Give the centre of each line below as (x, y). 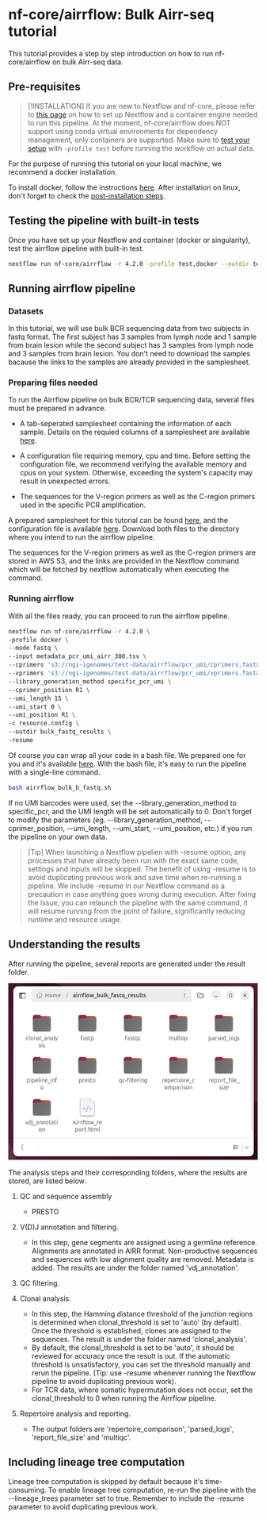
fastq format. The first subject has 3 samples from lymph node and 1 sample (133, 337)
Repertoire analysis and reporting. (75, 1413)
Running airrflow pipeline (72, 288)
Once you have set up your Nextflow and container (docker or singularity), (129, 240)
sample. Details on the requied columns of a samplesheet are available (135, 432)
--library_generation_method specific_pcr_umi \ (90, 681)
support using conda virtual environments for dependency (123, 131)
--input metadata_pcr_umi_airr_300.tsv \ (78, 656)
